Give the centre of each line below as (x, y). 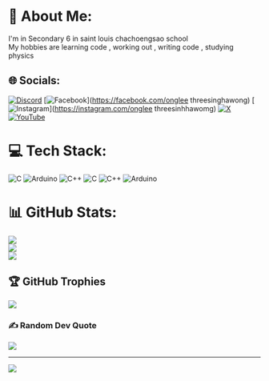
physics (21, 55)
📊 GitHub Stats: (63, 212)
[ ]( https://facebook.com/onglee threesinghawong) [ (149, 100)
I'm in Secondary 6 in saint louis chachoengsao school (98, 38)
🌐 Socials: (34, 80)
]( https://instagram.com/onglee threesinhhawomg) (133, 108)
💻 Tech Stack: (58, 150)
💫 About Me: (50, 16)
